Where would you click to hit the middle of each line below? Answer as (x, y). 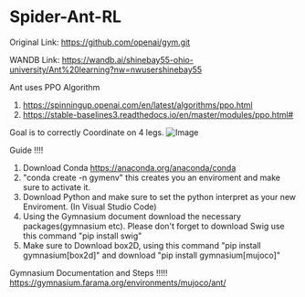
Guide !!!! (26, 150)
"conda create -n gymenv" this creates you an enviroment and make (152, 177)
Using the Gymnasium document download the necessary (132, 216)
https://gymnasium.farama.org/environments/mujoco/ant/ (118, 282)
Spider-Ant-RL (65, 17)
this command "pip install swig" (82, 236)
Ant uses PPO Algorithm (55, 87)
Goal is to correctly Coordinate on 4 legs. (87, 132)
